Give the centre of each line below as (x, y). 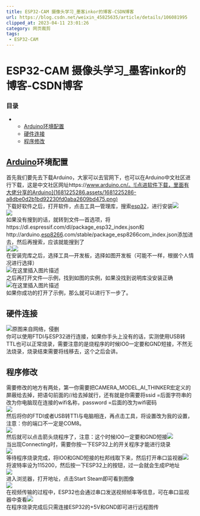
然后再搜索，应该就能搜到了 (50, 242)
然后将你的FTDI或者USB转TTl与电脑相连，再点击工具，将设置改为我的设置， (100, 416)
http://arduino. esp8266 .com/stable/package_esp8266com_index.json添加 (97, 235)
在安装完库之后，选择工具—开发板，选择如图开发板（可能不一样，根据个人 (97, 256)
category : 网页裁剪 (29, 28)
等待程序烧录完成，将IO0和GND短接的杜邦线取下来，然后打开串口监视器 (95, 457)
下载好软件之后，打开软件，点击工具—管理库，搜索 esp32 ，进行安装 (90, 206)
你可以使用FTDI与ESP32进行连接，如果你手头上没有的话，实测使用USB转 (96, 337)
